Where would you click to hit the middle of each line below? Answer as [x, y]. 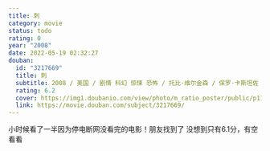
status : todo [30, 31]
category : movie [35, 23]
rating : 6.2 [36, 90]
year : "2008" [30, 46]
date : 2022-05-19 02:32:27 [53, 53]
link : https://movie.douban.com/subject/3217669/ [100, 105]
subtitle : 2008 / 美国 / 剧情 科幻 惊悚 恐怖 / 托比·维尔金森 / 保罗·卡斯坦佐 [137, 83]
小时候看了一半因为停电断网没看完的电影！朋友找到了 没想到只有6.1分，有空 [133, 129]
